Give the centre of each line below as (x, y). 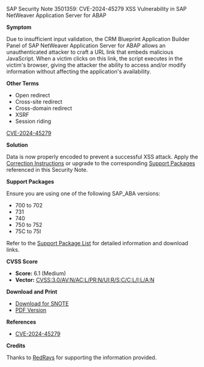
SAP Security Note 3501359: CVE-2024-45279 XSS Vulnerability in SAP (97, 9)
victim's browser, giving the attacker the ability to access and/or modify (96, 65)
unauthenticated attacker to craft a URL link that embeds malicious (90, 52)
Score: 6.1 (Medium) (40, 273)
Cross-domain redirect (44, 108)
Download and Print (32, 292)
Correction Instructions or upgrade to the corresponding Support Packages (101, 163)
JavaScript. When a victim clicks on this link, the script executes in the (94, 58)
